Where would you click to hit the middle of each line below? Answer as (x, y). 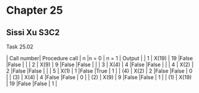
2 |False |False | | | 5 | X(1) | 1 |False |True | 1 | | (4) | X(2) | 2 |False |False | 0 (99, 71)
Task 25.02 (20, 46)
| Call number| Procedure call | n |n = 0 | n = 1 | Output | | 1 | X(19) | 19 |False (99, 58)
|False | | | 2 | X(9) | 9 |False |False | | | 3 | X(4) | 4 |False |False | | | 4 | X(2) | (100, 64)
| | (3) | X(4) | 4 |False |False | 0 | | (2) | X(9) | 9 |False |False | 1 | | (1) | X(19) (99, 77)
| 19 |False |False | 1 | (32, 83)
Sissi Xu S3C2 (33, 32)
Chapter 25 (35, 10)
